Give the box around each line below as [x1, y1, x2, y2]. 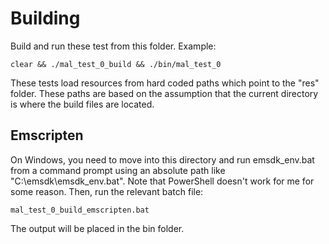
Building [10, 7, 81, 30]
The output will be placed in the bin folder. [10, 222, 185, 234]
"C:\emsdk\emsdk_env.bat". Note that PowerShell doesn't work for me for [10, 175, 315, 187]
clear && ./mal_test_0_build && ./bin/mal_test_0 [10, 59, 222, 69]
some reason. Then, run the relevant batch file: [10, 185, 204, 197]
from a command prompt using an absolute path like [10, 164, 226, 176]
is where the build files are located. [10, 98, 155, 110]
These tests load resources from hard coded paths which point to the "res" [10, 77, 320, 89]
